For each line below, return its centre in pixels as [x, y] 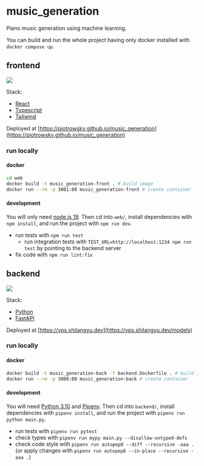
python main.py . [26, 419]
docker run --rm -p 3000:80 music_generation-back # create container [97, 379]
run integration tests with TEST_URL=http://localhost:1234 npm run [108, 242]
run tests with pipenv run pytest [56, 431]
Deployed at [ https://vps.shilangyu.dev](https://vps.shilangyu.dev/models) [99, 330]
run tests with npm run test [49, 235]
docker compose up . [30, 46]
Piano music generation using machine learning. [66, 28]
